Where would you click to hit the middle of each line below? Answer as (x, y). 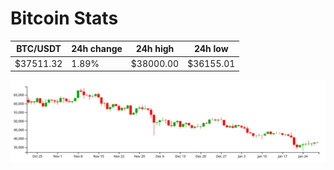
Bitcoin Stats (64, 18)
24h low (211, 49)
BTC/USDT (39, 49)
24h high (155, 49)
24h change (97, 49)
